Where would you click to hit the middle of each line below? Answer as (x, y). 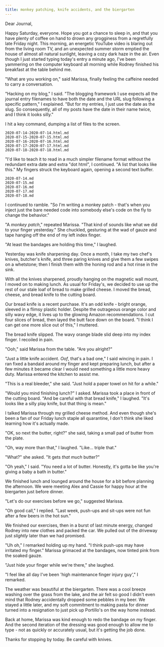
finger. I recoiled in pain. (29, 339)
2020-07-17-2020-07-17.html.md (37, 146)
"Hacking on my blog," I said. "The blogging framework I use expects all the (82, 93)
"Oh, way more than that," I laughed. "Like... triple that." (61, 447)
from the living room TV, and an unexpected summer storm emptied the (77, 48)
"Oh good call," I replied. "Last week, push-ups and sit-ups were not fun (78, 510)
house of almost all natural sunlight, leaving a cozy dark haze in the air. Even (82, 54)
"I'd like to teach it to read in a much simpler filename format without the (78, 159)
